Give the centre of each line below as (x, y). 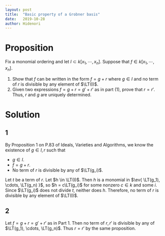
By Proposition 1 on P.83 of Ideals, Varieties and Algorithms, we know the (79, 144)
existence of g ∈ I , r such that (35, 150)
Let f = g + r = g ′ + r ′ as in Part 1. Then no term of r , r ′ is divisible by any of (80, 223)
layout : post (18, 10)
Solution (23, 115)
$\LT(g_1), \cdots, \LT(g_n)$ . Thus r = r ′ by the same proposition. (71, 228)
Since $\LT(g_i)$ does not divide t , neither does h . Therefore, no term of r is (82, 190)
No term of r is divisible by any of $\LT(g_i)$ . (58, 170)
